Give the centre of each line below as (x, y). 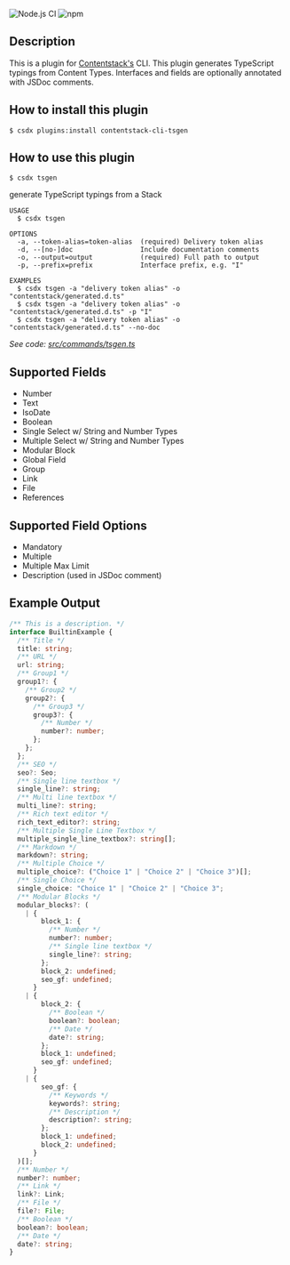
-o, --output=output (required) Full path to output (138, 258)
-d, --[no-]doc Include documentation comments (138, 250)
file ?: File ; (41, 1211)
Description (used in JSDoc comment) (92, 576)
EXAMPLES (25, 281)
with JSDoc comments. (52, 82)
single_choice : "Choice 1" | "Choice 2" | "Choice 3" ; (121, 888)
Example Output (55, 604)
